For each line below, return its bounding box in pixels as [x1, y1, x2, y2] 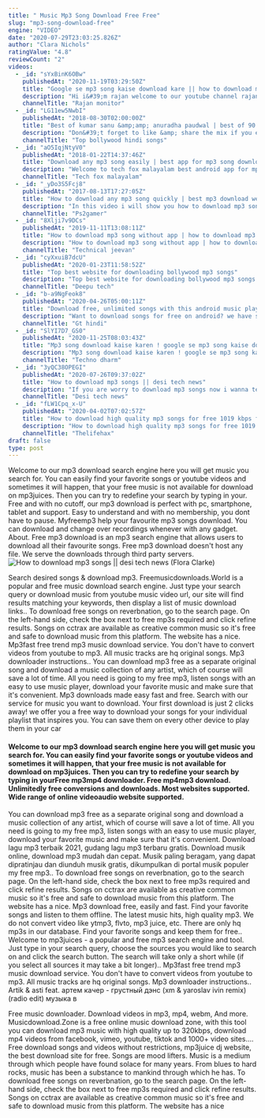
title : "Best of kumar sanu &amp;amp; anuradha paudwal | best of [22, 121, 245, 129]
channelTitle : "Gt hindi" [22, 319, 108, 327]
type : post [8, 444, 44, 452]
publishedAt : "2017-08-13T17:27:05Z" [22, 187, 147, 196]
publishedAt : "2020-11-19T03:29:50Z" [22, 77, 147, 85]
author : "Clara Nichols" [8, 41, 90, 49]
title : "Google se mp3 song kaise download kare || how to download [22, 84, 252, 93]
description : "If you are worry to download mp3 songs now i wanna [22, 386, 248, 393]
